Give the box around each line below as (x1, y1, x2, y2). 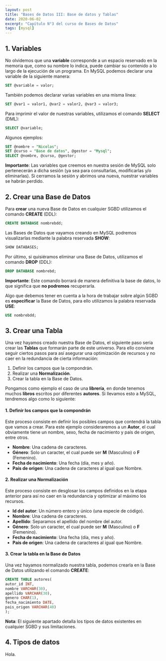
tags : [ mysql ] (5, 26, 35, 31)
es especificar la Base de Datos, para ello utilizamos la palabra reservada (5, 298, 156, 304)
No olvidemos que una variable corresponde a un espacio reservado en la (5, 57, 157, 63)
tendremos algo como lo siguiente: (5, 396, 76, 402)
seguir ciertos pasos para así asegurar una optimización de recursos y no (5, 350, 156, 356)
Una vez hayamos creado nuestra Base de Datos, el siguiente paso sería (5, 339, 153, 346)
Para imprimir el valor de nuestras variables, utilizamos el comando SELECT (5, 110, 160, 116)
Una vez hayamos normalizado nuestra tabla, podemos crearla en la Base (5, 562, 156, 568)
